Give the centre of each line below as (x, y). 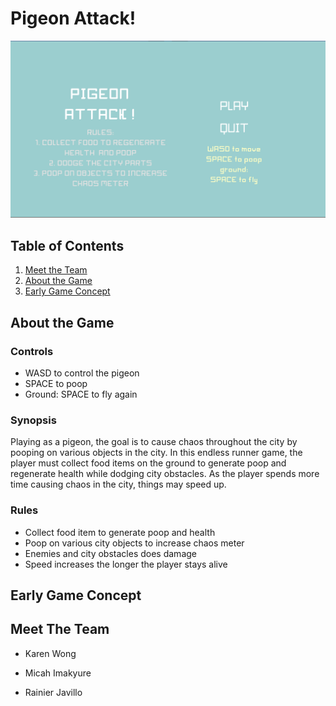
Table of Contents (67, 245)
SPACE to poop (56, 383)
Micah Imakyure (58, 673)
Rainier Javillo (53, 692)
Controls (32, 351)
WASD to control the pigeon (82, 373)
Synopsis (33, 420)
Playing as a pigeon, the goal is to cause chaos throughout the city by (154, 442)
